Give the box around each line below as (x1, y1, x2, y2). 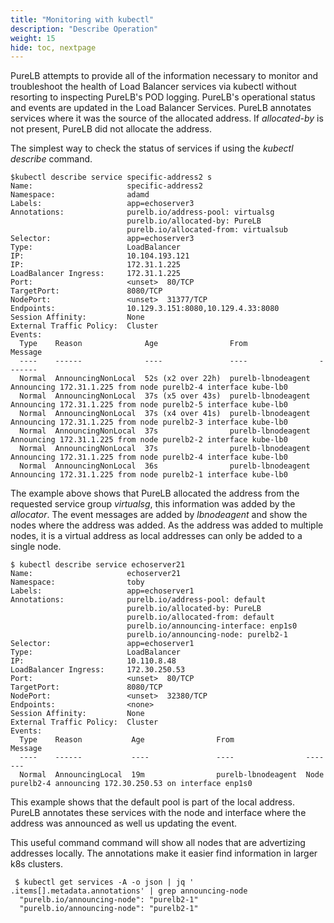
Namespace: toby (10, 577, 145, 588)
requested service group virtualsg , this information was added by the (10, 498, 296, 510)
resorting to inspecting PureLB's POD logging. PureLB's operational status (10, 91, 316, 103)
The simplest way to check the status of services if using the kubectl (10, 142, 294, 155)
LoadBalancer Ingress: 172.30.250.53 (10, 665, 186, 675)
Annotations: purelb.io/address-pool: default (10, 595, 267, 605)
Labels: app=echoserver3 (10, 199, 195, 209)
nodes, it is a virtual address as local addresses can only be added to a (10, 530, 303, 542)
